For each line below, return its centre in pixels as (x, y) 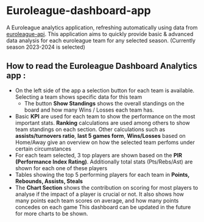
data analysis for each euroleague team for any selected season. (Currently (101, 40)
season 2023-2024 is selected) (46, 47)
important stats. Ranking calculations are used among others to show (102, 123)
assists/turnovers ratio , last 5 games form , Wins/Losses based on (100, 135)
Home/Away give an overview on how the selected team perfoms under (105, 142)
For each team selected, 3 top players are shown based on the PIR (99, 155)
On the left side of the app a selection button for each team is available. (105, 90)
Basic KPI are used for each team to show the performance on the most (105, 116)
